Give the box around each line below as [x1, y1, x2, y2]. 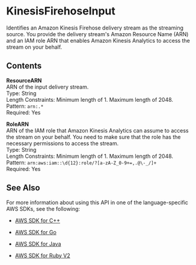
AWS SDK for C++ [14, 217, 60, 224]
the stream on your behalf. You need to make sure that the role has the [6, 133, 181, 140]
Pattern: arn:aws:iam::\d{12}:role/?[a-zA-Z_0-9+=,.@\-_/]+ [6, 158, 157, 166]
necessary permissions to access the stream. [6, 140, 119, 147]
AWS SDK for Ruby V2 [14, 252, 70, 259]
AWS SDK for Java [14, 240, 61, 248]
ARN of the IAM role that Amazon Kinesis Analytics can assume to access [6, 126, 189, 134]
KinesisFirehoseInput [6, 4, 116, 18]
